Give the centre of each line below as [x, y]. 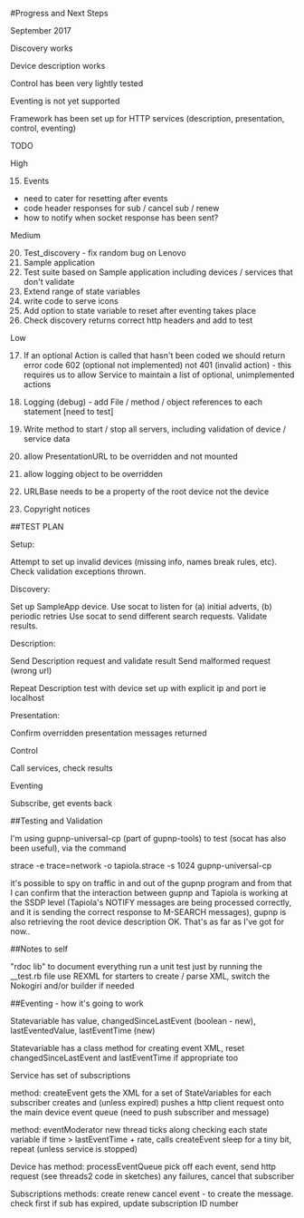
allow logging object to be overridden [93, 474]
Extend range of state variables [82, 291]
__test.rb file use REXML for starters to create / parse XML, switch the [140, 976]
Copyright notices [57, 509]
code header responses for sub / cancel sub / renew [121, 208]
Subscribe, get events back [61, 803]
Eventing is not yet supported [65, 101]
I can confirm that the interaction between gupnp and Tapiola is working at [149, 893]
